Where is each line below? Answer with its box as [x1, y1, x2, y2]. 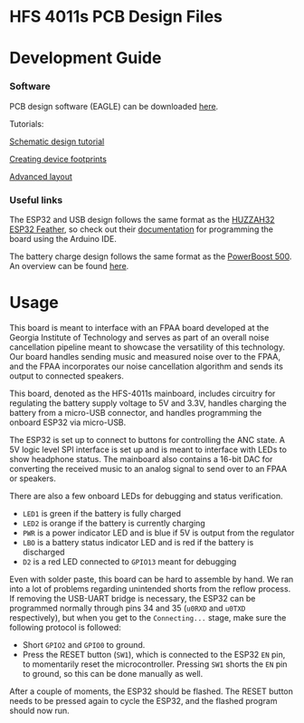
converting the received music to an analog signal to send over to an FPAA [9, 463, 288, 474]
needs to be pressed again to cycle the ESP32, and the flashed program [9, 695, 278, 706]
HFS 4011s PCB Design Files [9, 6, 223, 27]
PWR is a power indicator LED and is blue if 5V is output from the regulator [22, 527, 295, 538]
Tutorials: [9, 118, 44, 129]
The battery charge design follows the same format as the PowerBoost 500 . [9, 251, 292, 262]
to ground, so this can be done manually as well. [22, 668, 204, 679]
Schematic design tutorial [9, 136, 105, 147]
